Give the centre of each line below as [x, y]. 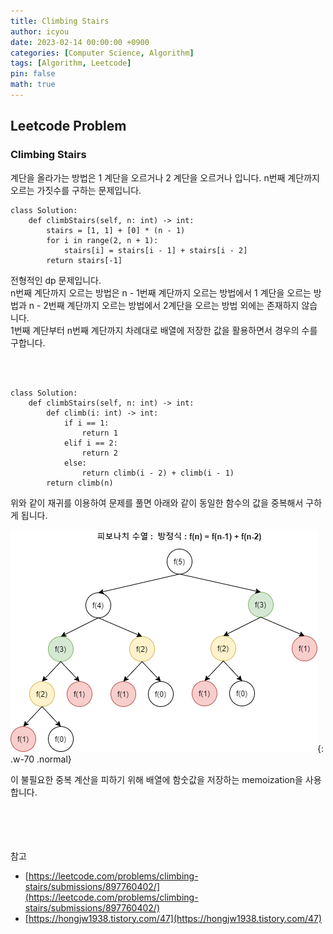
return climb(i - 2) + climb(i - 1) [158, 473]
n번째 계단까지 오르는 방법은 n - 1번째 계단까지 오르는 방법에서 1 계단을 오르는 [161, 292]
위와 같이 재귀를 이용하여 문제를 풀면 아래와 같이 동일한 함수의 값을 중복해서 [157, 502]
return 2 [99, 453]
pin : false [33, 74]
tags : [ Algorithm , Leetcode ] [71, 63]
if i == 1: [86, 423]
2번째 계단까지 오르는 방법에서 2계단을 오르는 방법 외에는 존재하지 [171, 305]
